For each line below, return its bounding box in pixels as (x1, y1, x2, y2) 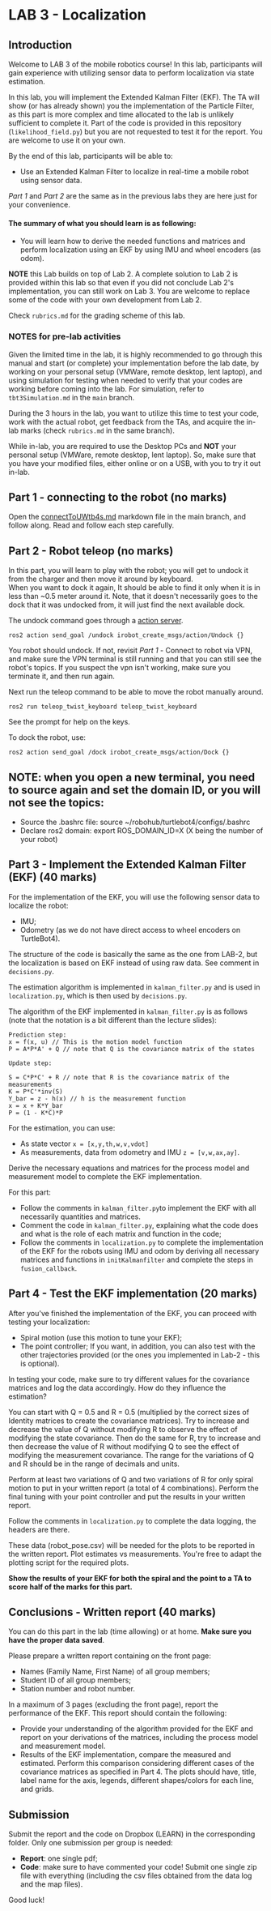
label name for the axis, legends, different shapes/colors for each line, (19, 1776, 254, 1785)
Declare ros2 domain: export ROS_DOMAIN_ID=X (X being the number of (19, 825, 264, 836)
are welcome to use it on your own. (8, 135, 125, 145)
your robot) (19, 834, 58, 844)
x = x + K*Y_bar (8, 1101, 63, 1109)
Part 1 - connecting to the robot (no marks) (8, 490, 227, 504)
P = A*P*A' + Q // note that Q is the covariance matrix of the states (8, 1045, 255, 1053)
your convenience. (8, 200, 70, 209)
